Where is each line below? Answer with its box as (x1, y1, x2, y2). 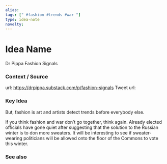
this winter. (5, 141, 29, 147)
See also (5, 153, 27, 160)
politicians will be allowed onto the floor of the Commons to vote (23, 135, 159, 141)
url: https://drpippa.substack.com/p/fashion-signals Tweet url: (5, 85, 136, 91)
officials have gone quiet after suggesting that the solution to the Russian (5, 124, 159, 130)
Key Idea (5, 97, 27, 104)
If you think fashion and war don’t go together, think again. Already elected (5, 119, 162, 125)
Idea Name (5, 44, 52, 55)
